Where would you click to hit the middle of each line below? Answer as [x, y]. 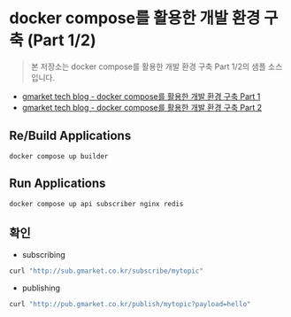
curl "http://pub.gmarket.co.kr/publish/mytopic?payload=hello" [130, 305]
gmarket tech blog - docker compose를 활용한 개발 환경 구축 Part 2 [142, 107]
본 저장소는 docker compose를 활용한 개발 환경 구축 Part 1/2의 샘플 [149, 66]
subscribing [44, 255]
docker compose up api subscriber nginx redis [96, 204]
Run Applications [57, 184]
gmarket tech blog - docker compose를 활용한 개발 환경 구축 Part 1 [141, 96]
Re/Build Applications [70, 136]
